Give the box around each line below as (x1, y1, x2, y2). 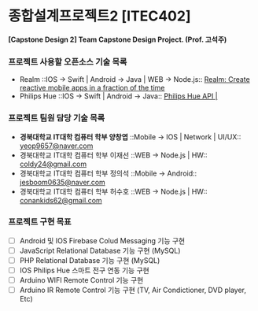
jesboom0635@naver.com (19, 177, 106, 187)
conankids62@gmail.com (19, 195, 102, 205)
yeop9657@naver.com (19, 141, 94, 150)
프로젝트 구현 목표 (8, 217, 72, 228)
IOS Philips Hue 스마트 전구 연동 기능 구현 (19, 265, 149, 276)
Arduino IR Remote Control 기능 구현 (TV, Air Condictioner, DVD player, (19, 285, 246, 295)
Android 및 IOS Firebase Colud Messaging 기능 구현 (19, 235, 186, 245)
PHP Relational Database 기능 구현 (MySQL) (19, 255, 160, 265)
